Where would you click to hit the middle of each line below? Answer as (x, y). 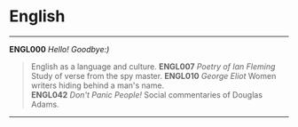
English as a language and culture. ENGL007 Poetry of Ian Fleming (153, 66)
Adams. (45, 104)
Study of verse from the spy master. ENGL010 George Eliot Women (153, 75)
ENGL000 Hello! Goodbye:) (59, 49)
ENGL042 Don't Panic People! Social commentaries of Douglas (147, 94)
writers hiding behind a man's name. (98, 85)
